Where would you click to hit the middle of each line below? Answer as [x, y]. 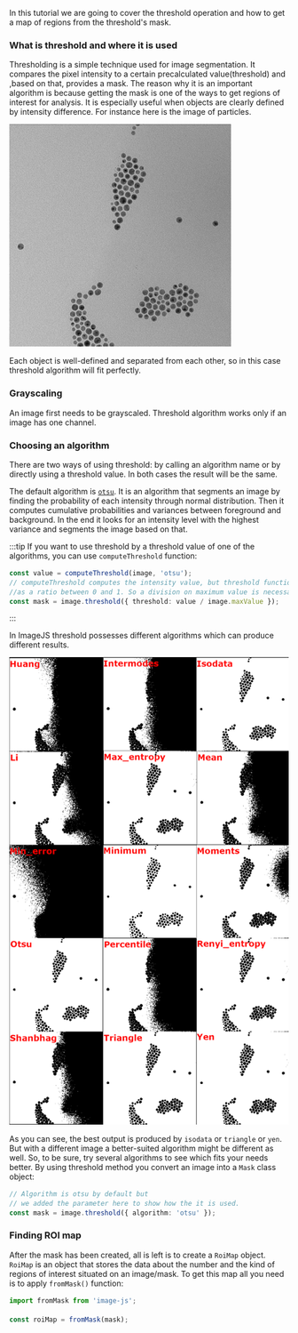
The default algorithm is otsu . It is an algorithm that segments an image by [145, 491]
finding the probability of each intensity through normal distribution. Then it [147, 501]
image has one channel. [53, 422]
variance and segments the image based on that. [98, 529]
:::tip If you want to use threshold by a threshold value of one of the [132, 546]
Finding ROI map [45, 1235]
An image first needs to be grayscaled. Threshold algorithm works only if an [148, 413]
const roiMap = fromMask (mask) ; [69, 1320]
